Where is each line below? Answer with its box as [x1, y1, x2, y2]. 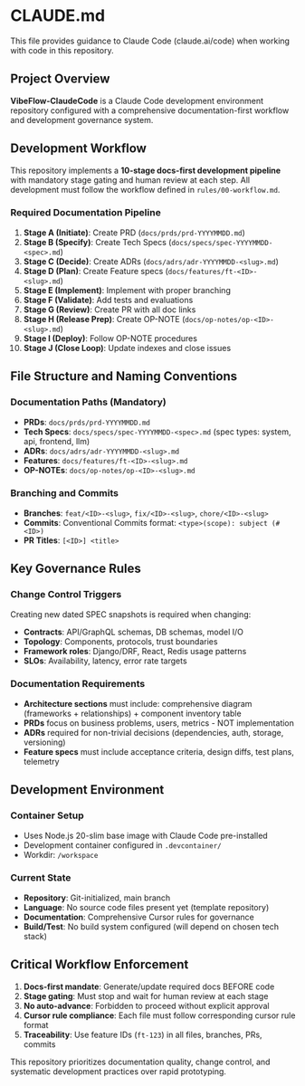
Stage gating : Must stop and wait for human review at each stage [23, 990, 269, 1001]
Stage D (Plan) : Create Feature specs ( [23, 265, 168, 276]
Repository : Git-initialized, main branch [23, 892, 171, 903]
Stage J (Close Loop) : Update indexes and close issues [23, 342, 232, 353]
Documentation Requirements [10, 678, 146, 691]
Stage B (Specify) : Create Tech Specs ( [23, 236, 172, 247]
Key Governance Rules [10, 561, 141, 576]
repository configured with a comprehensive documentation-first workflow [10, 105, 290, 116]
